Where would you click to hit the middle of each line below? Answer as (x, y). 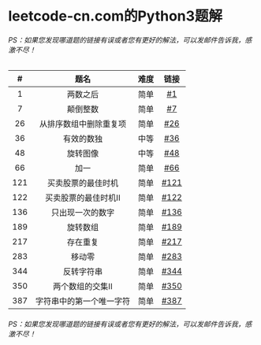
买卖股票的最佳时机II (82, 198)
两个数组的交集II (82, 287)
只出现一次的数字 (83, 213)
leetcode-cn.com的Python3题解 (116, 16)
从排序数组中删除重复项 (83, 124)
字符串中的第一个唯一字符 (83, 302)
